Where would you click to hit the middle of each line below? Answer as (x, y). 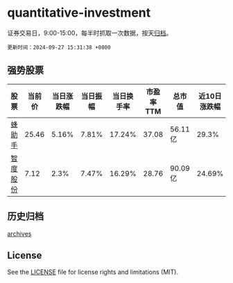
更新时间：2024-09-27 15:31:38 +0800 (59, 47)
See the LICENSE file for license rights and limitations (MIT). (93, 272)
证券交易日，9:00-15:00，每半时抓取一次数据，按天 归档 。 (90, 33)
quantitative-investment (79, 13)
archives (19, 234)
